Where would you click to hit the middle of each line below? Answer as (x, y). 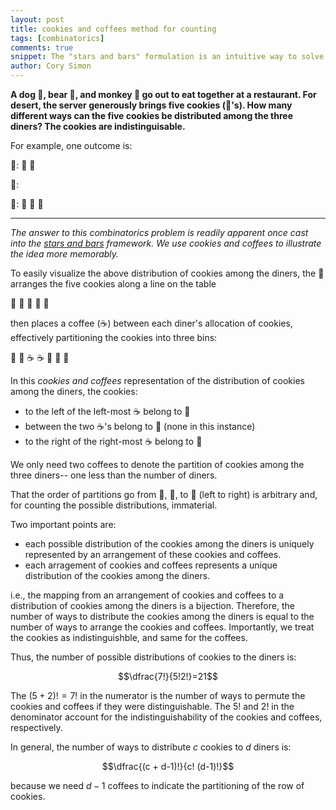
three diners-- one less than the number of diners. (114, 475)
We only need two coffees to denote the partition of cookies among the (157, 464)
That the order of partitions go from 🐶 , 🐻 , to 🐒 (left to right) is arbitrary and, (164, 494)
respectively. (36, 727)
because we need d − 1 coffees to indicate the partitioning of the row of (157, 785)
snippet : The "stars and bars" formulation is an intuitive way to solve (167, 57)
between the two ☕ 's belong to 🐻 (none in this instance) (140, 426)
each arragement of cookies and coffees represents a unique (151, 565)
